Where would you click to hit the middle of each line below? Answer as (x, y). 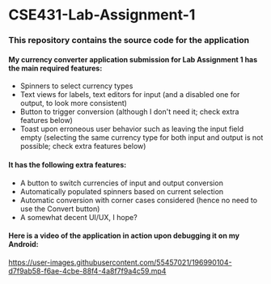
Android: (23, 244)
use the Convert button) (60, 209)
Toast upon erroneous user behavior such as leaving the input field (132, 129)
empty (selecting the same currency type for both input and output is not (142, 138)
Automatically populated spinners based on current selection (122, 191)
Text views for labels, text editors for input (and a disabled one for (130, 95)
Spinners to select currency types (76, 86)
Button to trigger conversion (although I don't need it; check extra (129, 112)
